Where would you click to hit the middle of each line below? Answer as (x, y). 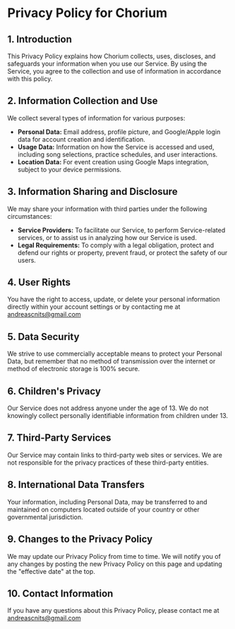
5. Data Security (43, 337)
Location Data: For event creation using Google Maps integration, (113, 161)
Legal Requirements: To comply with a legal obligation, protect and (116, 245)
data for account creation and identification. (82, 139)
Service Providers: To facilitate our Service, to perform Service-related (121, 230)
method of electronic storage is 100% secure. (73, 369)
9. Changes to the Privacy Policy (80, 539)
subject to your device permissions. (70, 169)
